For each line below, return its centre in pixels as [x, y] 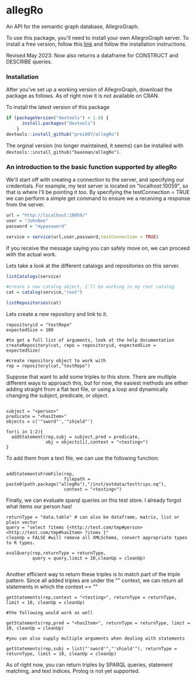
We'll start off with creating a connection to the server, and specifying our [95, 180]
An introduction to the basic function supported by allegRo [92, 166]
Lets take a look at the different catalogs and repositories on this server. [93, 266]
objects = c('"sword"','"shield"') [50, 422]
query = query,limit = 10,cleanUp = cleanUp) [89, 558]
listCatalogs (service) [34, 276]
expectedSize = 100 [30, 330]
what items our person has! [39, 506]
